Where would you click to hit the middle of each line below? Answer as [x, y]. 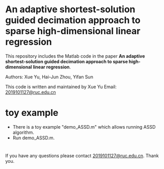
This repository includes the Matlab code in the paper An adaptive [75, 56]
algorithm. [23, 132]
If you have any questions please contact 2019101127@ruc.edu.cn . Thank [82, 156]
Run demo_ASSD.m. [34, 138]
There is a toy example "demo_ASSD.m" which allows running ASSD [84, 127]
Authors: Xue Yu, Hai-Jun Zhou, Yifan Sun [49, 77]
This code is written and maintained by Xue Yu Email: [61, 87]
